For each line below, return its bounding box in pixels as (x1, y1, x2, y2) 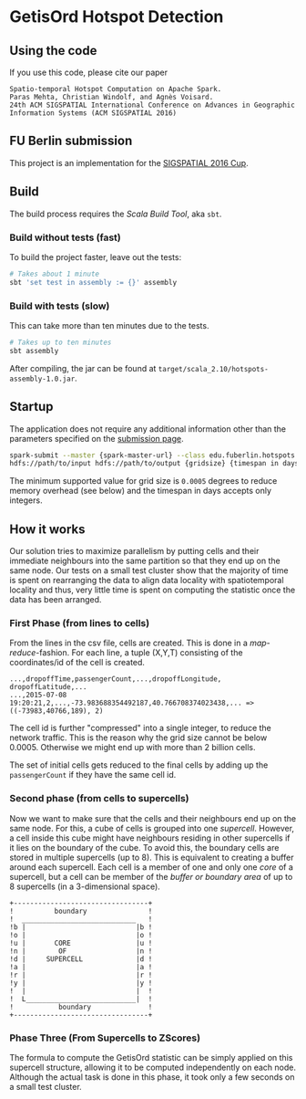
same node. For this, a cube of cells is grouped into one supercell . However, (9, 822, 294, 833)
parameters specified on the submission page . (9, 433, 184, 444)
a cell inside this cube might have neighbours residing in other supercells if (9, 832, 291, 843)
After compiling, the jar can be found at (9, 362, 157, 373)
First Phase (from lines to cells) (9, 617, 150, 630)
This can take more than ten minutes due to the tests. (9, 319, 209, 330)
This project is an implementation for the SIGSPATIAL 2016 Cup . (9, 157, 249, 168)
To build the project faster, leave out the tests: (9, 251, 182, 262)
